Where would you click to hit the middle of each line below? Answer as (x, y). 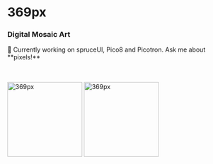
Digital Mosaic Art (39, 35)
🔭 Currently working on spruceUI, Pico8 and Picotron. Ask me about (106, 49)
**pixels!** (24, 57)
